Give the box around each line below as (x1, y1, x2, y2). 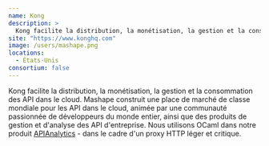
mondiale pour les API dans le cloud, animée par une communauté (8, 103, 227, 112)
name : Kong (8, 11, 45, 20)
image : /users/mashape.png (8, 42, 98, 50)
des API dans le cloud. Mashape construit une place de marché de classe (8, 94, 251, 104)
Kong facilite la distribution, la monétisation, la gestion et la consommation (8, 86, 254, 95)
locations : (8, 49, 45, 57)
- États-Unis (15, 57, 59, 65)
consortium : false (8, 64, 70, 72)
